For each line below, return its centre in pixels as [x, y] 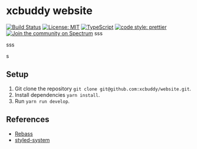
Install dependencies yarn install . [57, 94]
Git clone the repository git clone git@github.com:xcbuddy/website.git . [103, 89]
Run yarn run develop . [42, 101]
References [28, 119]
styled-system [32, 140]
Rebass [24, 134]
